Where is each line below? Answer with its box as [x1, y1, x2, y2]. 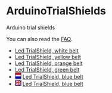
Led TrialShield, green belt [14, 66, 80, 73]
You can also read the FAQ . [6, 35, 73, 42]
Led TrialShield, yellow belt [14, 53, 82, 60]
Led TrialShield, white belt [14, 46, 79, 54]
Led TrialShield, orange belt [14, 60, 83, 67]
